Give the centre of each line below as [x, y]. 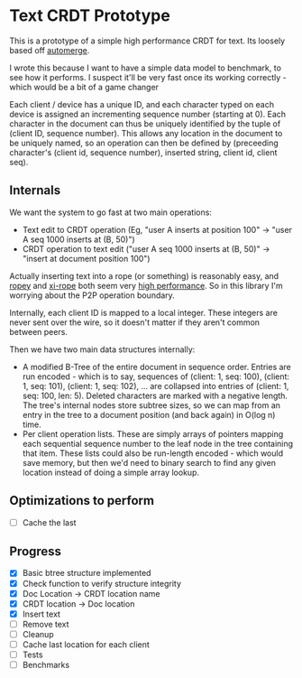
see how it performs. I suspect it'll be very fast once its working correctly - [148, 77]
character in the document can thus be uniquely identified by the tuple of [145, 124]
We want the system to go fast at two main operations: [110, 212]
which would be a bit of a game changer [84, 87]
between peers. [38, 331]
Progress [35, 552]
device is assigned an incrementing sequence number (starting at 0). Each [148, 114]
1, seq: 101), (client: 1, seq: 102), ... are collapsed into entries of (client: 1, [156, 385]
